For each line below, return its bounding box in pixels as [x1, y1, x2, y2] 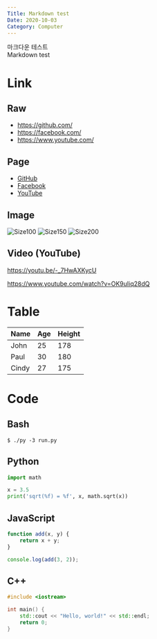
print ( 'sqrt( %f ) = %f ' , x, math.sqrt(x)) [7, 493, 129, 500]
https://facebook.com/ [17, 128, 82, 137]
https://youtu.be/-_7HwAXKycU [7, 266, 97, 274]
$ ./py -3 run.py [7, 436, 57, 444]
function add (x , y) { [7, 531, 70, 538]
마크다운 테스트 [7, 43, 48, 51]
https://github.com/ [17, 121, 73, 129]
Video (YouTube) [7, 248, 81, 259]
